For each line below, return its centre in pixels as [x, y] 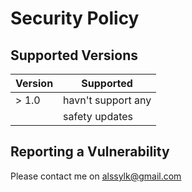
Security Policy [75, 18]
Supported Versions [74, 55]
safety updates [98, 116]
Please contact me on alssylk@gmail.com [96, 176]
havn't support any [107, 100]
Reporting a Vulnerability [90, 152]
